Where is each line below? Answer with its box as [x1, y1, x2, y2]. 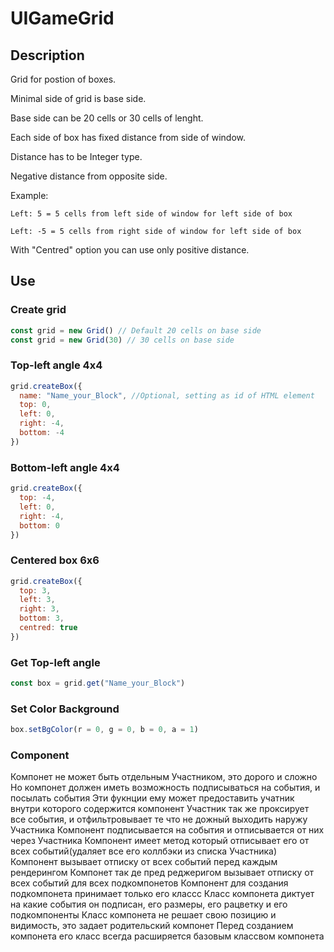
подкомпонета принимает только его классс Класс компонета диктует [10, 888, 315, 900]
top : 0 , [19, 400, 52, 410]
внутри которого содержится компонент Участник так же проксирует [10, 803, 310, 815]
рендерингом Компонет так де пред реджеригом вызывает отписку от [10, 867, 315, 879]
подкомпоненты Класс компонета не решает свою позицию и [10, 909, 277, 921]
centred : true [19, 623, 78, 633]
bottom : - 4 [19, 428, 65, 438]
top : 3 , [19, 585, 52, 596]
